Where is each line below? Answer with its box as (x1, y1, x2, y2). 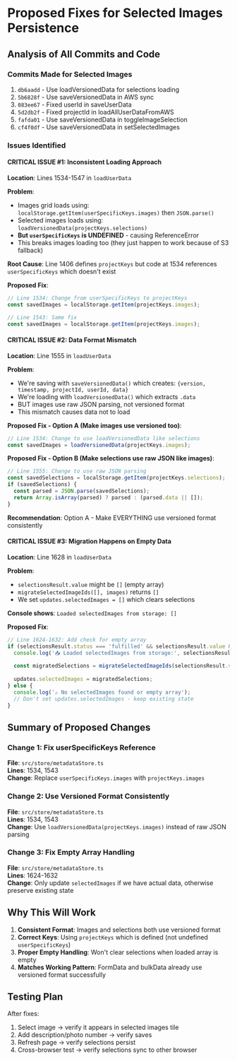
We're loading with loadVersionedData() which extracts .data (17, 392, 196, 401)
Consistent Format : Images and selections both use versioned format (17, 925, 221, 934)
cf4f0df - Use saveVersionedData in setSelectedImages (17, 122, 180, 131)
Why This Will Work (7, 906, 97, 919)
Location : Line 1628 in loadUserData (7, 552, 111, 561)
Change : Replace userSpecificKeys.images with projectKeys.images (7, 773, 205, 782)
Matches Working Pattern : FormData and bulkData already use (17, 963, 202, 971)
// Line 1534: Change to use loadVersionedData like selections (7, 434, 200, 442)
